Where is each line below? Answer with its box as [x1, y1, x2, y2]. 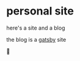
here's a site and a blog [6, 24, 65, 31]
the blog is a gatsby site [6, 36, 67, 43]
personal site [6, 4, 75, 18]
